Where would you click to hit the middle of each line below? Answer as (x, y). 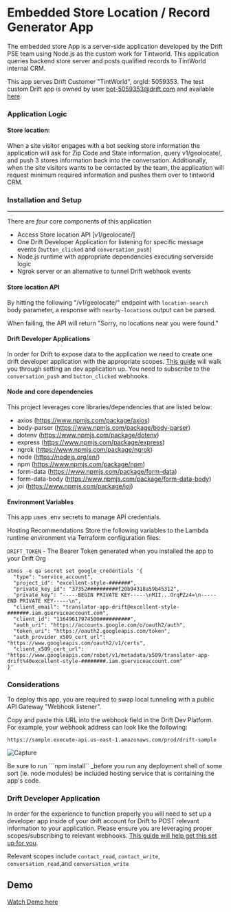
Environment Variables (41, 502)
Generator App (51, 27)
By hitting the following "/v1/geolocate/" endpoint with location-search (108, 302)
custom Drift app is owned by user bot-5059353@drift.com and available (111, 89)
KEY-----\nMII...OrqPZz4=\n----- (168, 595)
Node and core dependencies (50, 392)
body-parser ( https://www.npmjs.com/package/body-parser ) (104, 427)
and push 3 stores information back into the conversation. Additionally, (107, 160)
